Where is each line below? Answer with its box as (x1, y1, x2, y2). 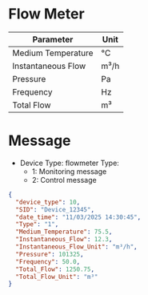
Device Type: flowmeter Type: (19, 158, 120, 168)
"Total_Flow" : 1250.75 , (15, 265, 94, 273)
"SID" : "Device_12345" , (15, 205, 94, 213)
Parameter (32, 34, 74, 45)
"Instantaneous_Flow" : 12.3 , (15, 236, 113, 244)
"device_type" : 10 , (15, 198, 81, 206)
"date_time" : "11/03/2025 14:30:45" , (15, 213, 142, 221)
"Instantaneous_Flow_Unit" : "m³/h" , (15, 243, 138, 251)
